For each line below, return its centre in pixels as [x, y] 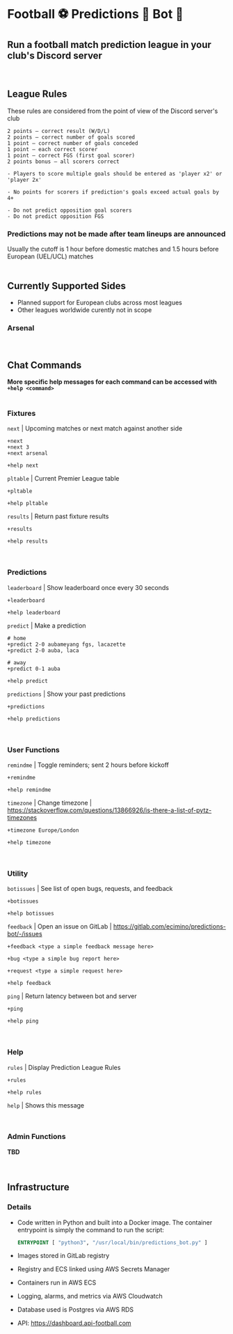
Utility [18, 874]
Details [19, 1207]
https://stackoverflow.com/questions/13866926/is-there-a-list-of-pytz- [110, 810]
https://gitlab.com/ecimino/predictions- [169, 926]
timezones [22, 817]
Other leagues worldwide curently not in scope [85, 310]
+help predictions [34, 719]
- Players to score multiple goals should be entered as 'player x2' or [115, 173]
